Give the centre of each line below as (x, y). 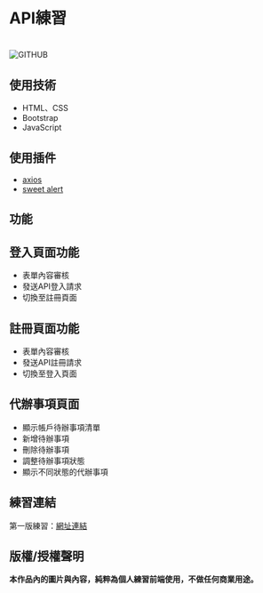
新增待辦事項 (45, 438)
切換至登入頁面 (49, 373)
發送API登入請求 (52, 286)
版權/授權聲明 (47, 557)
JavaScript (42, 128)
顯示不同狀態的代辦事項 (65, 471)
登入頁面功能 (44, 252)
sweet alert (43, 189)
